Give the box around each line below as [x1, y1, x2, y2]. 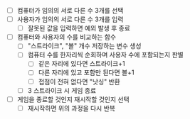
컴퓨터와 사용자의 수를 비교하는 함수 [16, 33, 117, 41]
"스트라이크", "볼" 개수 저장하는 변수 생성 [27, 42, 142, 50]
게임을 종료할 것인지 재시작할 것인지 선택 [16, 95, 130, 103]
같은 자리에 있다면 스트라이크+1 [38, 59, 125, 68]
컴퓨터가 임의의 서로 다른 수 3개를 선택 [16, 6, 124, 14]
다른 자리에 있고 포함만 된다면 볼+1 [38, 68, 134, 76]
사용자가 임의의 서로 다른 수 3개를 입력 [16, 15, 124, 23]
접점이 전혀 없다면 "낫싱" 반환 [38, 77, 120, 86]
